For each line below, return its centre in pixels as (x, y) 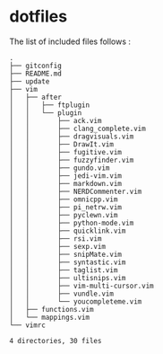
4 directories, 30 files (56, 341)
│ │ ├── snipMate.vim (66, 254)
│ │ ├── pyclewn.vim (64, 215)
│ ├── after (36, 97)
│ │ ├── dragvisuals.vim (72, 137)
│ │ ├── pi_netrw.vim (66, 207)
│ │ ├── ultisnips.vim (68, 278)
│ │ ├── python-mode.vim (72, 223)
